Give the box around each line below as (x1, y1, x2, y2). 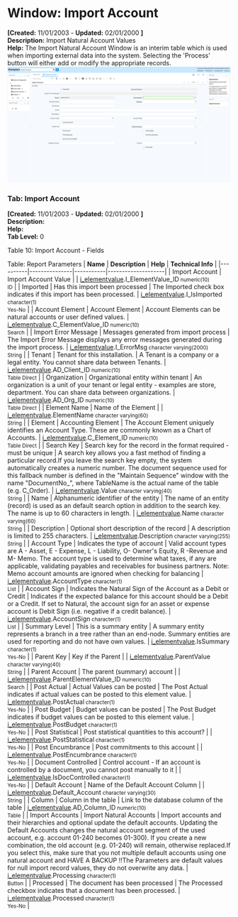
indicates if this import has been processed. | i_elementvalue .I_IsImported (7, 290, 223, 299)
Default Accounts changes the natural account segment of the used (7, 826, 205, 835)
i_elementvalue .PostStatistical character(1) (7, 735, 125, 744)
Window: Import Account (7, 5, 159, 21)
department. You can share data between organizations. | (7, 389, 176, 397)
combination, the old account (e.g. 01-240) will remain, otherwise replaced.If (7, 841, 231, 850)
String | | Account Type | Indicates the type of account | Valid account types (7, 539, 227, 548)
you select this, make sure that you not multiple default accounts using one (7, 849, 227, 857)
